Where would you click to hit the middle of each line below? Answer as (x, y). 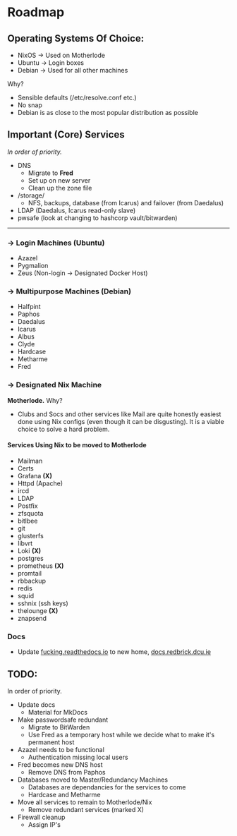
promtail (30, 573)
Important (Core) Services (66, 135)
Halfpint (29, 307)
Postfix (28, 506)
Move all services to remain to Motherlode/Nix (85, 802)
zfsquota (30, 513)
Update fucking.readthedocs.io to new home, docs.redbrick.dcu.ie (114, 652)
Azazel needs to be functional (61, 750)
